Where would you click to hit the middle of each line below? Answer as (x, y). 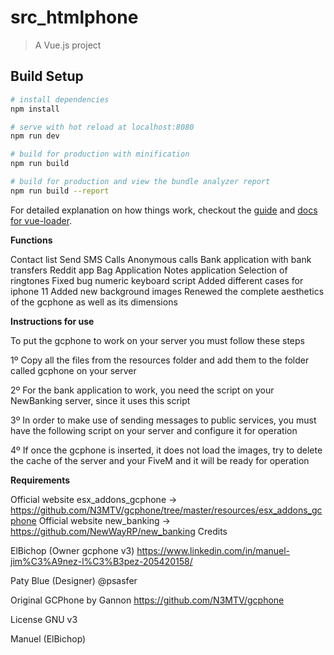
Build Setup (47, 76)
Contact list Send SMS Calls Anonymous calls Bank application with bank (161, 259)
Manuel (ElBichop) (48, 638)
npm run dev (35, 136)
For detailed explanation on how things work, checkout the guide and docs (164, 210)
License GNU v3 (44, 619)
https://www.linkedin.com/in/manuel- (213, 550)
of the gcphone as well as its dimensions (94, 302)
